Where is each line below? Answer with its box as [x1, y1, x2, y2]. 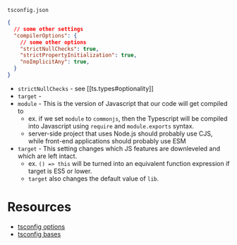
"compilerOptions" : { [13, 32, 78, 39]
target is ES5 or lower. [28, 167, 92, 175]
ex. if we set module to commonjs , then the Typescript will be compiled [28, 114, 228, 123]
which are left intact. [17, 152, 78, 160]
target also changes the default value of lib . [28, 174, 159, 183]
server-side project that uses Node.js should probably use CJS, [28, 129, 213, 138]
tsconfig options [17, 222, 66, 231]
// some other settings [13, 25, 83, 32]
